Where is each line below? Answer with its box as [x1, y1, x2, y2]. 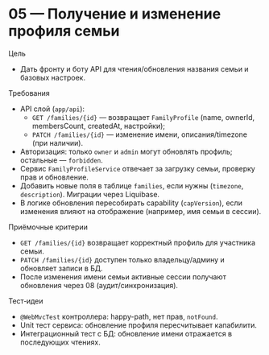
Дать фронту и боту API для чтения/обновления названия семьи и [19, 64, 249, 73]
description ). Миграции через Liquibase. [19, 189, 159, 199]
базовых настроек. [19, 72, 86, 82]
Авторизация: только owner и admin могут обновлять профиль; [19, 147, 233, 156]
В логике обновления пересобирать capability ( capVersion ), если [19, 198, 243, 208]
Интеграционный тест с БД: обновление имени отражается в [19, 328, 233, 338]
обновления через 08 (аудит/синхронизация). [19, 280, 179, 290]
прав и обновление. [19, 172, 89, 182]
